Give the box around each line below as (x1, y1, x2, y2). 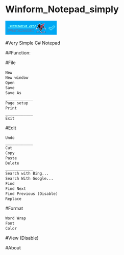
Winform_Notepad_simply (5, 4, 119, 15)
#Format (5, 205, 23, 211)
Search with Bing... (5, 171, 49, 176)
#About (5, 244, 21, 250)
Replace (5, 196, 22, 202)
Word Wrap (5, 215, 27, 221)
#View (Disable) (5, 235, 39, 241)
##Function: (5, 49, 31, 55)
